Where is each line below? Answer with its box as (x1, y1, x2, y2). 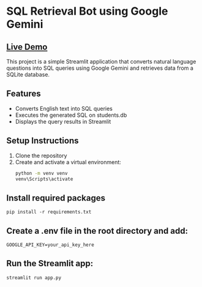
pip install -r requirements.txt (6, 209, 92, 215)
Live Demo (6, 42, 48, 52)
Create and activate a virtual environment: (15, 158, 121, 166)
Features (6, 89, 41, 99)
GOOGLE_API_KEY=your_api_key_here (6, 242, 95, 248)
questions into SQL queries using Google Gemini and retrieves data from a (6, 64, 194, 72)
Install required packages (6, 193, 106, 203)
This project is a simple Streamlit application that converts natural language (6, 58, 196, 65)
